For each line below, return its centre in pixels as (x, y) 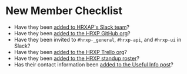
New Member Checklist (64, 11)
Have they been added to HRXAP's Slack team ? (72, 27)
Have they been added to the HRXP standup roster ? (76, 58)
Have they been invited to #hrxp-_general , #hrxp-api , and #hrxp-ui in (98, 39)
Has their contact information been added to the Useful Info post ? (94, 64)
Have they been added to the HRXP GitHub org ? (72, 33)
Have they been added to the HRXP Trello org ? (71, 52)
